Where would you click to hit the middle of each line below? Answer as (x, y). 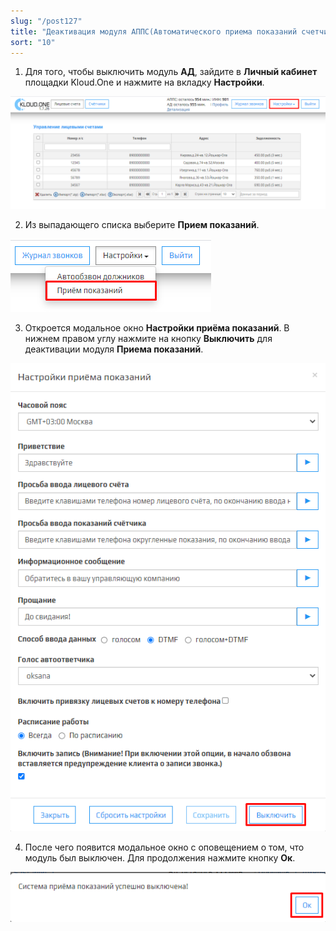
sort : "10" (33, 42)
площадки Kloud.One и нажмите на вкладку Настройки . (144, 82)
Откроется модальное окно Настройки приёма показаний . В (157, 327)
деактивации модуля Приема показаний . (114, 349)
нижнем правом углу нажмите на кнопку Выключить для (148, 338)
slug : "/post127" (46, 21)
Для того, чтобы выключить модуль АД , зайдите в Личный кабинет (171, 72)
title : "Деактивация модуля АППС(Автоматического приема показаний (154, 31)
